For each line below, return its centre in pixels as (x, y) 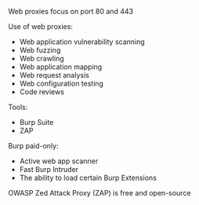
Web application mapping (61, 67)
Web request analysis (54, 75)
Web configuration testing (62, 83)
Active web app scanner (59, 161)
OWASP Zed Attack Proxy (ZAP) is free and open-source (99, 193)
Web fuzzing (40, 50)
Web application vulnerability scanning (82, 42)
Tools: (18, 107)
